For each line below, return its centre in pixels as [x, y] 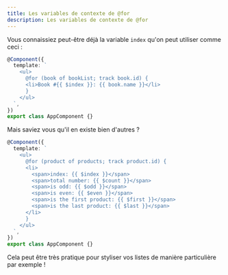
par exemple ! [26, 265]
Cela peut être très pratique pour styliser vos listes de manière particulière [112, 257]
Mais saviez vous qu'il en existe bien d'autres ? [74, 130]
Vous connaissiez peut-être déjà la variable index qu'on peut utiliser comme [114, 39]
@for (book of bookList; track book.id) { [87, 79]
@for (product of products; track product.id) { [96, 161]
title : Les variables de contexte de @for [68, 13]
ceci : [15, 47]
